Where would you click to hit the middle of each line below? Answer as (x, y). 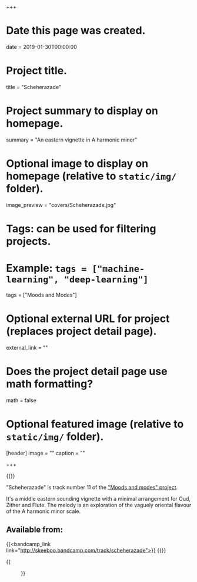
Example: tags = (46, 268)
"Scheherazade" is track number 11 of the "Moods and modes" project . (92, 487)
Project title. (37, 71)
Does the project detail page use (87, 371)
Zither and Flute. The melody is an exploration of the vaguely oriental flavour (99, 505)
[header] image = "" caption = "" (46, 453)
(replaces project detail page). (81, 331)
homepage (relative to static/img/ (91, 176)
